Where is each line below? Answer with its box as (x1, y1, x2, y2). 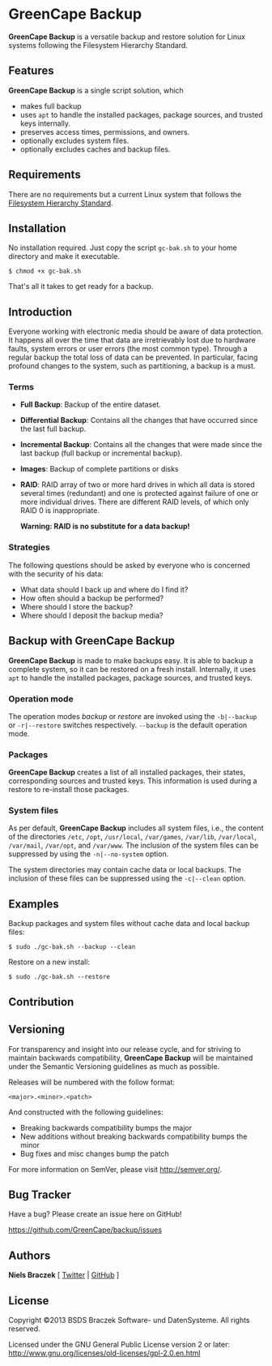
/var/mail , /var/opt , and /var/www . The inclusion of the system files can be (8, 841, 259, 851)
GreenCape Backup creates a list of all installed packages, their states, (8, 768, 245, 778)
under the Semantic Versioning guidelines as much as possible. (8, 1061, 220, 1071)
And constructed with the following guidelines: (8, 1107, 164, 1117)
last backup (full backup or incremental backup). (19, 448, 183, 459)
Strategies (8, 541, 50, 553)
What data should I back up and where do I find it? (19, 584, 189, 594)
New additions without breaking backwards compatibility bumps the (19, 1131, 248, 1141)
